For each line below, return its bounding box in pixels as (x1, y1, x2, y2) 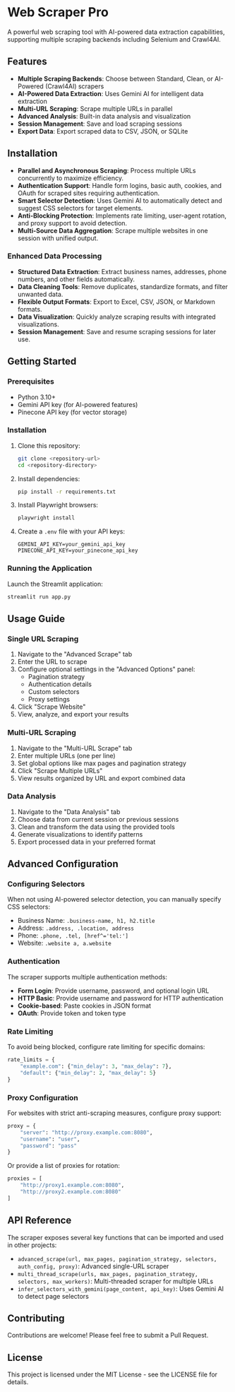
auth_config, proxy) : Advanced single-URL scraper (17, 1262, 169, 1270)
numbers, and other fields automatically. (17, 275, 135, 283)
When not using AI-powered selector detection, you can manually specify (7, 895, 222, 904)
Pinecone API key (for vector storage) (17, 408, 128, 416)
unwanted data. (17, 290, 64, 298)
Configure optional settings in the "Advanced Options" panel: (17, 665, 195, 673)
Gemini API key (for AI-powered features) (17, 400, 138, 408)
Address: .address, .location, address (17, 924, 135, 933)
